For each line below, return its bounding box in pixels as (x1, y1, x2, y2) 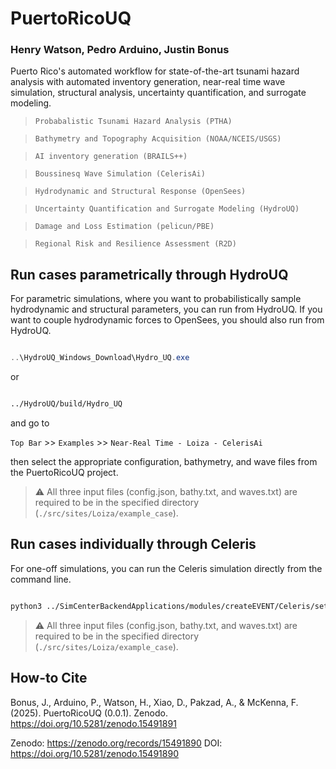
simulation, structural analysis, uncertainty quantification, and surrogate (10, 87, 307, 99)
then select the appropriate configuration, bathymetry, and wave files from (10, 456, 318, 468)
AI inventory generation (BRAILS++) (34, 152, 188, 162)
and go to (10, 417, 50, 429)
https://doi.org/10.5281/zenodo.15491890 (10, 747, 179, 759)
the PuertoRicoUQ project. (10, 467, 119, 479)
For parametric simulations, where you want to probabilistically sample (10, 293, 302, 305)
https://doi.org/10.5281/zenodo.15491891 (10, 717, 177, 729)
